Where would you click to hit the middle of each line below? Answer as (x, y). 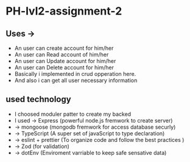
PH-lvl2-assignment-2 (64, 11)
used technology (38, 99)
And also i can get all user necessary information (76, 80)
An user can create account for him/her (64, 48)
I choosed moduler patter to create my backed (73, 114)
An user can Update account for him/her (65, 61)
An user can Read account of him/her (62, 55)
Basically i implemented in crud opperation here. (75, 74)
